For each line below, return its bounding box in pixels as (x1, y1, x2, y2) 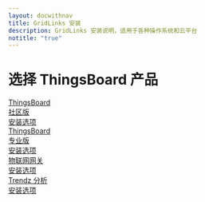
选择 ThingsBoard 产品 (8, 71, 159, 89)
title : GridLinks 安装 (8, 19, 81, 27)
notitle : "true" (8, 34, 62, 42)
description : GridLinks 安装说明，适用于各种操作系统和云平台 (8, 26, 198, 34)
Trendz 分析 (8, 176, 48, 185)
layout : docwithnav (8, 11, 73, 20)
